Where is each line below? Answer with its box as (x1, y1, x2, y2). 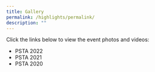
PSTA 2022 (14, 48, 43, 55)
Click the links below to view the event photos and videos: (6, 36, 150, 43)
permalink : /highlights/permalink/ (6, 14, 95, 20)
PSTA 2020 (14, 60, 43, 67)
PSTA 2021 (14, 54, 42, 61)
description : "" (6, 20, 47, 26)
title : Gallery (6, 8, 44, 15)
